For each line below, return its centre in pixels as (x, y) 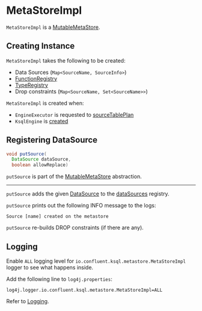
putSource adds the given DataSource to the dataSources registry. (88, 194)
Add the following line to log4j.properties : (59, 279)
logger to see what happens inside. (50, 267)
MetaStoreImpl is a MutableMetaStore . (53, 27)
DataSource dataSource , (41, 159)
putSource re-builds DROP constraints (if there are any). (75, 228)
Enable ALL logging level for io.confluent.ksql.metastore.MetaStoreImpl (96, 261)
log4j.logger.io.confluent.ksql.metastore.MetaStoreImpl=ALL (84, 290)
